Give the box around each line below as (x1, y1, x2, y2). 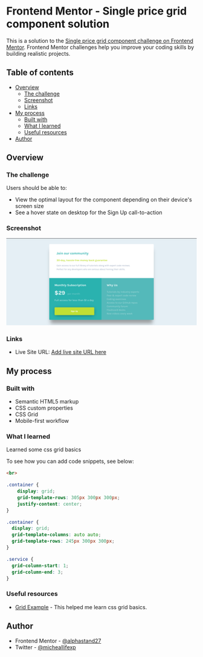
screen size (14, 203, 44, 210)
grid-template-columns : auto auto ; (11, 532, 101, 538)
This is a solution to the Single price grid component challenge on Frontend (6, 37, 193, 44)
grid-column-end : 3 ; (11, 569, 63, 575)
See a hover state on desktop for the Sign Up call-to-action (14, 209, 163, 216)
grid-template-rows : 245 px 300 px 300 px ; (11, 538, 115, 544)
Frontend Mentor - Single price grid (6, 4, 187, 18)
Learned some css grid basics (6, 446, 82, 453)
